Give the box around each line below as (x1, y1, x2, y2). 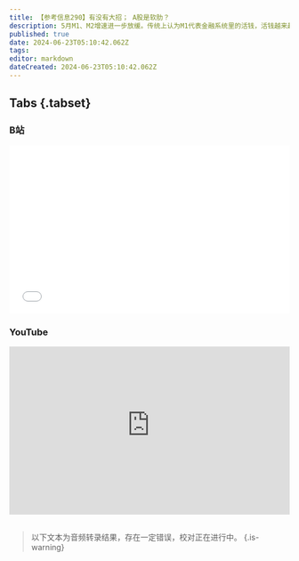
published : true (9, 29, 69, 38)
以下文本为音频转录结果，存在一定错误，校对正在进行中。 (30, 532, 242, 542)
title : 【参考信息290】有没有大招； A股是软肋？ (9, 12, 171, 22)
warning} (30, 542, 65, 552)
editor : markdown (9, 54, 74, 63)
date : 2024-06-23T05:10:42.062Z (9, 37, 129, 47)
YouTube (9, 326, 49, 338)
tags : (9, 46, 29, 55)
